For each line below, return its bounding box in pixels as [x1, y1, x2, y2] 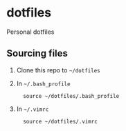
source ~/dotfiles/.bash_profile [23, 92, 120, 99]
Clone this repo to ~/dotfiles [16, 65, 101, 74]
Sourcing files [6, 48, 69, 59]
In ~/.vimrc [16, 105, 49, 113]
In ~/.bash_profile [16, 79, 71, 88]
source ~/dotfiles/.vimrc [23, 118, 98, 125]
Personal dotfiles [6, 28, 55, 36]
